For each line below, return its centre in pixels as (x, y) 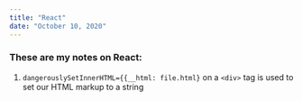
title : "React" (38, 18)
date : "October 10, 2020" (58, 26)
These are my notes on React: (76, 58)
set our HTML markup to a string (83, 87)
